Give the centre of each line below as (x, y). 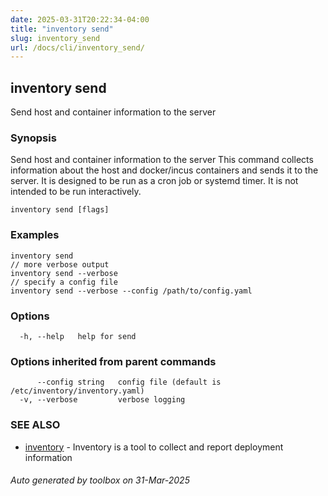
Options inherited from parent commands (113, 361)
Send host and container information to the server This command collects (162, 160)
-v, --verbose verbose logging (102, 400)
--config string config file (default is (129, 382)
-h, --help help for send (78, 336)
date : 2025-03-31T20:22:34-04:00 (80, 19)
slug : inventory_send (55, 38)
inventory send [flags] (60, 210)
